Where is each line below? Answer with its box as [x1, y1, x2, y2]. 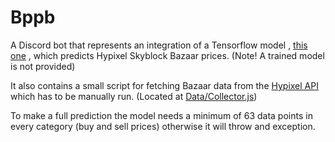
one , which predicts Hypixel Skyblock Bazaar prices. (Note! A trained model [10, 49, 325, 61]
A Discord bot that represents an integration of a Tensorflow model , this [10, 39, 308, 51]
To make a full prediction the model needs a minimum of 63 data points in [10, 109, 313, 121]
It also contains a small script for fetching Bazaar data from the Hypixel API [10, 79, 319, 91]
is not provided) [10, 60, 76, 72]
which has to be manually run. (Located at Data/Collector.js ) [10, 90, 258, 102]
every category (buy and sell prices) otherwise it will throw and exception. [10, 120, 316, 132]
